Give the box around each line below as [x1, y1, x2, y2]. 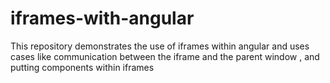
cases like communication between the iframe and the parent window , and [10, 50, 320, 62]
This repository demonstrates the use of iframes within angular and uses [10, 40, 310, 52]
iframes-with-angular [10, 7, 195, 30]
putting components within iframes [10, 61, 155, 73]
